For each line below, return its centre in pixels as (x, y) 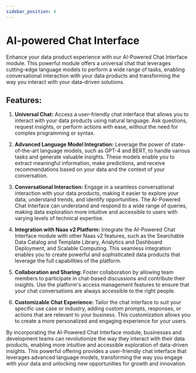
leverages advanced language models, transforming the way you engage (94, 357)
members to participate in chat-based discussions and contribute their (100, 278)
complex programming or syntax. (55, 133)
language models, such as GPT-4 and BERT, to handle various (115, 151)
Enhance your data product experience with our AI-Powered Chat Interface (97, 57)
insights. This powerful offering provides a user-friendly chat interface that (96, 351)
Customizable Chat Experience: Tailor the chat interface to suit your (98, 303)
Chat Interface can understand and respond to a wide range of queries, (101, 206)
